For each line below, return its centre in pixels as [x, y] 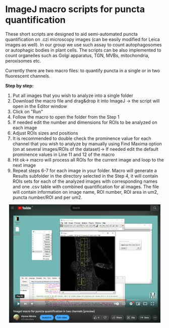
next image [24, 165]
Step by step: [19, 86]
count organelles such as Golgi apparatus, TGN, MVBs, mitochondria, [77, 55]
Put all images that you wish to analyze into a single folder [73, 95]
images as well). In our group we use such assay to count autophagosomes [84, 44]
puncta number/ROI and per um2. [47, 197]
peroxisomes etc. [23, 61]
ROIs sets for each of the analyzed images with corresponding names [85, 181]
